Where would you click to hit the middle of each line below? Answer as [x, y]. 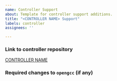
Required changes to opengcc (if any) [49, 73]
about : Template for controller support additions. [59, 14]
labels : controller [25, 23]
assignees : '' [20, 28]
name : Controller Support [31, 10]
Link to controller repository [39, 50]
